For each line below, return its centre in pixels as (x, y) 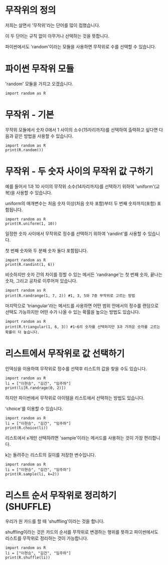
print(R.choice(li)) (27, 428)
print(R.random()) (24, 150)
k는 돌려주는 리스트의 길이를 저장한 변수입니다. (51, 455)
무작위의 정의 (31, 10)
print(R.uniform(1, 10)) (31, 224)
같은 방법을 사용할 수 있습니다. (44, 136)
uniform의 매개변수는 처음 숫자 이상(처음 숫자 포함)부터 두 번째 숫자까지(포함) (81, 203)
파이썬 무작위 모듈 (40, 69)
